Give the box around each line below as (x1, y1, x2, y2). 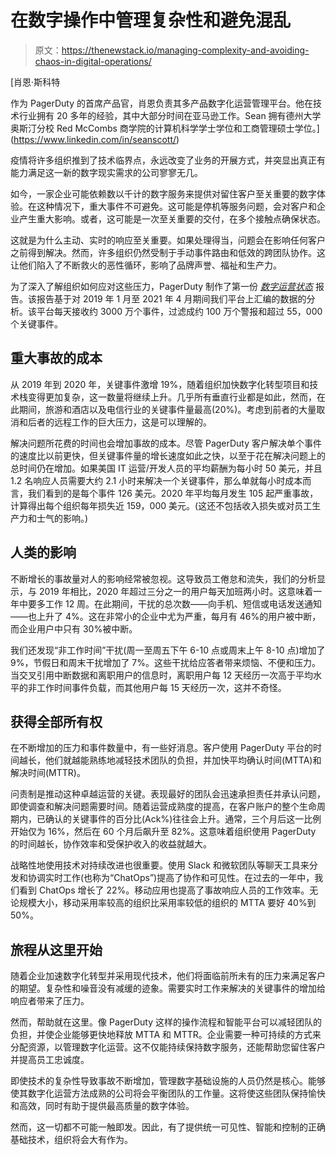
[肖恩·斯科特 (10, 76, 61, 88)
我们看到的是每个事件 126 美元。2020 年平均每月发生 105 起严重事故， (27, 487, 319, 499)
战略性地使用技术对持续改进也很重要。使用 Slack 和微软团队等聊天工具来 (10, 859, 310, 871)
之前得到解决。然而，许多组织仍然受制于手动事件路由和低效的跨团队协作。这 (10, 246, 326, 258)
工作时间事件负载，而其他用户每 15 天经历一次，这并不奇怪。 (36, 681, 287, 693)
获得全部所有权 (10, 713, 103, 730)
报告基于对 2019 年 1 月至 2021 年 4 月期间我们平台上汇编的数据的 (36, 292, 307, 305)
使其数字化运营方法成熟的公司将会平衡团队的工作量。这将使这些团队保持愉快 (10, 1087, 326, 1100)
